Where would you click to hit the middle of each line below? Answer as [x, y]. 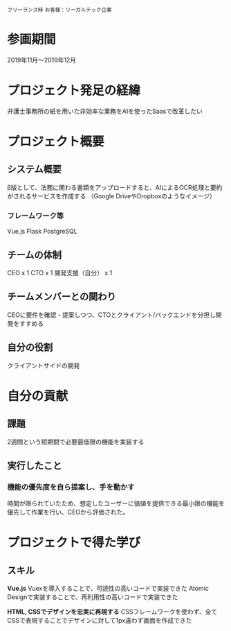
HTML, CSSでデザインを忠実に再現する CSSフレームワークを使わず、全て [112, 612]
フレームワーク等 [36, 216]
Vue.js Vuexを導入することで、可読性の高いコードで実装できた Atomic [108, 589]
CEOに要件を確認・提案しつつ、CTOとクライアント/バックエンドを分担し [111, 315]
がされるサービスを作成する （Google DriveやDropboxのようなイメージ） [112, 196]
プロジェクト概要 [56, 142]
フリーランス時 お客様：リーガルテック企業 [59, 10]
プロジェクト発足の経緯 [74, 90]
